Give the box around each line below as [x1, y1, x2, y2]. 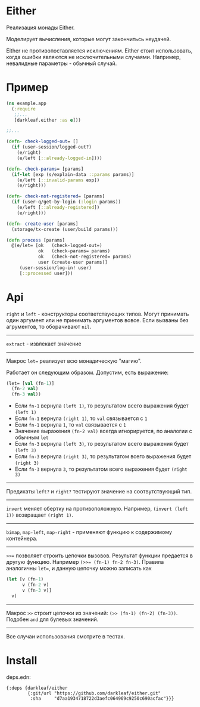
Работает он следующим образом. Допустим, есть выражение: [6, 369, 168, 376]
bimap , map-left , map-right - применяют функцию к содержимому [6, 529, 173, 536]
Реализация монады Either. [6, 24, 75, 31]
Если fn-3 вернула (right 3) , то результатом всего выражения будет [14, 453, 192, 460]
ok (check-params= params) [37, 248, 111, 254]
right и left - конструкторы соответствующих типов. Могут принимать [6, 310, 189, 317]
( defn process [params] [6, 237, 65, 243]
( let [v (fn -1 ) [6, 576, 44, 582]
